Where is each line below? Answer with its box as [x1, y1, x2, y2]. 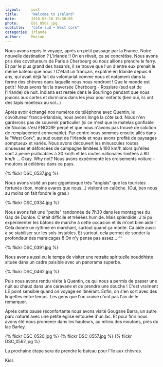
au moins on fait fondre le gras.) [5, 190, 69, 196]
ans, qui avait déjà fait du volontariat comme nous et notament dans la [5, 74, 146, 80]
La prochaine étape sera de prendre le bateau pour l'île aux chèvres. [5, 347, 143, 354]
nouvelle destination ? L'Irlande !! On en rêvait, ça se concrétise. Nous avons [5, 53, 158, 59]
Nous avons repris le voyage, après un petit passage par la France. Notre [5, 47, 152, 54]
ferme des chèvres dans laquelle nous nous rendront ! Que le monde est [5, 79, 150, 84]
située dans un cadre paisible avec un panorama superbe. [5, 259, 122, 265]
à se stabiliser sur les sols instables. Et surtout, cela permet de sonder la [5, 230, 150, 236]
